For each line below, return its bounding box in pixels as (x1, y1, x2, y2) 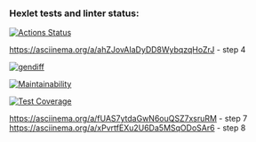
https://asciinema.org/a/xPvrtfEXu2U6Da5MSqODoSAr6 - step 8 (9, 122, 246, 133)
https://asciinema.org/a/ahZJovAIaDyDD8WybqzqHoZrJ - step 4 (9, 44, 246, 55)
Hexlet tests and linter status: (9, 7, 140, 20)
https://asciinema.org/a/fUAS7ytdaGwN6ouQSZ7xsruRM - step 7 (9, 114, 248, 124)
